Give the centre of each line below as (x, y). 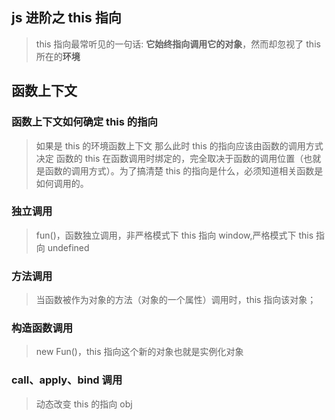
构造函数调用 (42, 328)
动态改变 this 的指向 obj (84, 404)
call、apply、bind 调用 (67, 380)
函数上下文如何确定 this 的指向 (84, 122)
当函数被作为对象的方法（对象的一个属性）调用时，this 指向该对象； (176, 300)
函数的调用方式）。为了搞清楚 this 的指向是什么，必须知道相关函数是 (184, 170)
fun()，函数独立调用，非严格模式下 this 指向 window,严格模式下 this (174, 235)
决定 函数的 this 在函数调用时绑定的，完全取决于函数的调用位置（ (169, 158)
